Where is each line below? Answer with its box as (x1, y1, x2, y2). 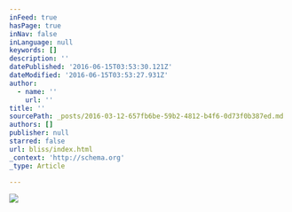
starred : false (9, 137, 66, 145)
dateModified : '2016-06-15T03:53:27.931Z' (9, 71, 169, 80)
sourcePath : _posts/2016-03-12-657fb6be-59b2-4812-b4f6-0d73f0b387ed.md (9, 112, 284, 121)
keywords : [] (9, 46, 58, 55)
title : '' (9, 104, 46, 113)
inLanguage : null (9, 37, 74, 47)
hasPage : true (9, 21, 62, 30)
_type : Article (9, 161, 66, 170)
